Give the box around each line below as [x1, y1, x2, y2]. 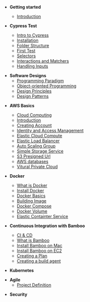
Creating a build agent [16, 258, 61, 264]
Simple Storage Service [16, 148, 64, 154]
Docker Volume [16, 208, 48, 214]
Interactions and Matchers [16, 58, 69, 64]
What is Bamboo [16, 237, 50, 243]
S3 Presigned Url [16, 153, 51, 159]
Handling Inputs [16, 63, 48, 69]
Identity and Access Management [16, 128, 84, 133]
